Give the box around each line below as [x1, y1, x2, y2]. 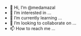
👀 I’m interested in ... [9, 10, 52, 16]
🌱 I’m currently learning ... [9, 15, 62, 20]
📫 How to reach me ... [9, 26, 55, 31]
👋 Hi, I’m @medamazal [9, 5, 55, 10]
